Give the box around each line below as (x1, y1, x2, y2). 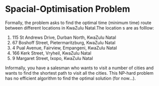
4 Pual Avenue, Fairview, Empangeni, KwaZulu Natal (12, 45, 117, 51)
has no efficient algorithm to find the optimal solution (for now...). (5, 75, 136, 81)
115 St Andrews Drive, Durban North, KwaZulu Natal (12, 34, 116, 40)
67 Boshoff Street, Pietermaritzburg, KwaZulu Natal (12, 39, 116, 45)
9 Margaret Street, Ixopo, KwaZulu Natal (12, 55, 93, 61)
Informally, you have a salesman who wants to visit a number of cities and (5, 65, 154, 71)
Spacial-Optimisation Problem (5, 3, 131, 15)
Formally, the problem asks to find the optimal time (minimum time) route (5, 20, 152, 26)
